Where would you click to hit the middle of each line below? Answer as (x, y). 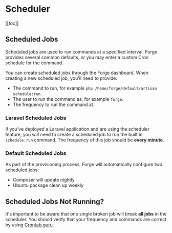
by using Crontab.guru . (30, 225)
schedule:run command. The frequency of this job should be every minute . (85, 140)
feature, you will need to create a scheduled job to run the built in (74, 135)
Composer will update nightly (44, 180)
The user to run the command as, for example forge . (68, 99)
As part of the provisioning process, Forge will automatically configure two (84, 165)
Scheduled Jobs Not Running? (55, 201)
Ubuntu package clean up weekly (48, 185)
